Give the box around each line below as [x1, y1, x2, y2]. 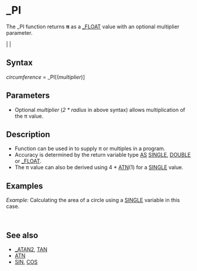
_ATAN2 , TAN [14, 246, 48, 253]
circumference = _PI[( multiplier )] [6, 73, 86, 80]
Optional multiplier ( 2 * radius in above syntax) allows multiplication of [14, 106, 186, 113]
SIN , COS [14, 259, 38, 265]
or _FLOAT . [14, 157, 42, 165]
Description [6, 129, 50, 139]
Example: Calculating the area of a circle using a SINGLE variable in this [6, 197, 180, 204]
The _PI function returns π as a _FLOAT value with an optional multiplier [6, 23, 180, 30]
